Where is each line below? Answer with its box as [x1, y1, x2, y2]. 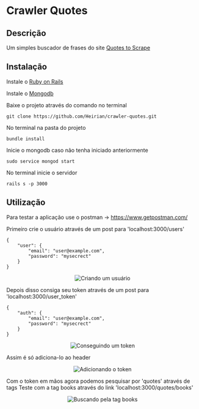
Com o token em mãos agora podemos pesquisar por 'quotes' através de [6, 377, 190, 385]
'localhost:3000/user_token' [6, 293, 78, 300]
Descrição [6, 28, 46, 38]
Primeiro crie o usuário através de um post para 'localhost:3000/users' [6, 225, 185, 232]
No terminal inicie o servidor [6, 169, 78, 176]
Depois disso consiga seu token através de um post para [6, 286, 150, 293]
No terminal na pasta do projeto [6, 124, 86, 131]
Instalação [6, 62, 48, 72]
